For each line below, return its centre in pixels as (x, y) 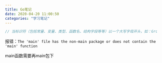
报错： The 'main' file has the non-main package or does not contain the (81, 41)
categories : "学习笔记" (27, 18)
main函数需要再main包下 (29, 56)
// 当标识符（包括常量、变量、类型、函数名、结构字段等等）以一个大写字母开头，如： (78, 32)
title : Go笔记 (19, 9)
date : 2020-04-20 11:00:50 (32, 14)
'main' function (21, 46)
